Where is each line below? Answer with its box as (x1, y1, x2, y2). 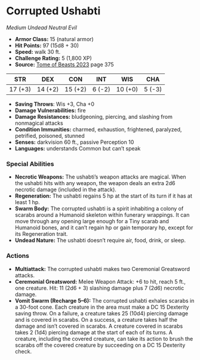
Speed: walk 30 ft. (14, 48, 61, 55)
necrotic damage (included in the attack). (14, 186, 116, 193)
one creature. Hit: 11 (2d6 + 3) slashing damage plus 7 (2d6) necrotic (14, 284, 184, 291)
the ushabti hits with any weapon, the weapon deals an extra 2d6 (14, 180, 176, 187)
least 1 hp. (14, 199, 40, 206)
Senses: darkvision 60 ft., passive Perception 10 (14, 139, 134, 146)
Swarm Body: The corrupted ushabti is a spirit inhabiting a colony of (14, 205, 184, 213)
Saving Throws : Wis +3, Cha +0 (14, 100, 94, 107)
